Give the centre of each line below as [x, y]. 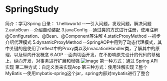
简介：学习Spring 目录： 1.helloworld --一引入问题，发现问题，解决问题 [78, 23]
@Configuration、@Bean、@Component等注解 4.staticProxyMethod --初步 [83, 36]
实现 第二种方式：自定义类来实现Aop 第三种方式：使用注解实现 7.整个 [76, 67]
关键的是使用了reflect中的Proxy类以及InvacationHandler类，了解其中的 [82, 48]
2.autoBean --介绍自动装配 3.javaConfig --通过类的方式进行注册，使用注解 [82, 30]
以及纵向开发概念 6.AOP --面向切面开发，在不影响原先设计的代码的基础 [87, 54]
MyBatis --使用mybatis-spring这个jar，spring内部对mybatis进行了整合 [77, 73]
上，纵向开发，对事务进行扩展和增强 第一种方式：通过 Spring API [81, 61]
